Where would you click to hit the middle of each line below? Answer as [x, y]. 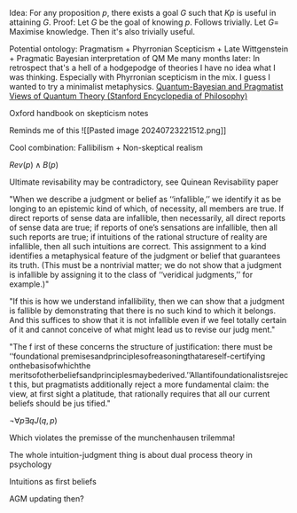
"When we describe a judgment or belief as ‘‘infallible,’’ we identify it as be [145, 199]
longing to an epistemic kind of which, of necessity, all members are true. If [147, 209]
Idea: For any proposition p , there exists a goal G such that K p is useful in [143, 13]
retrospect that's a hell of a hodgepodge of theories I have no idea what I [143, 67]
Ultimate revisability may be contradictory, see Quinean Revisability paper [144, 182]
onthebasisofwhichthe [50, 366]
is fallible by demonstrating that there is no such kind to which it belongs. [143, 311]
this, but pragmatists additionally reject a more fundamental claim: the [141, 384]
